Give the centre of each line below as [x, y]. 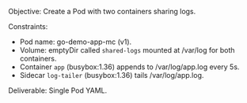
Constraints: [28, 26]
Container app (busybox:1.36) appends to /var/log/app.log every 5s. [129, 67]
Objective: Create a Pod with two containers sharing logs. [102, 11]
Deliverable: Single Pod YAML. [58, 90]
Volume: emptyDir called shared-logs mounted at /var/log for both [127, 50]
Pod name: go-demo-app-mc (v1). [76, 42]
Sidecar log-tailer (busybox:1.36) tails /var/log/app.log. [112, 75]
